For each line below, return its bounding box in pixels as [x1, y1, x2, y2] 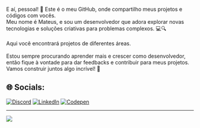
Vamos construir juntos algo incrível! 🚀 [6, 65, 101, 72]
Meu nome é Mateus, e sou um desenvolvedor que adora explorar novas [6, 18, 185, 25]
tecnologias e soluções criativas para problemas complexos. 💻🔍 [6, 25, 167, 32]
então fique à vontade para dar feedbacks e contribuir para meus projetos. [6, 59, 189, 65]
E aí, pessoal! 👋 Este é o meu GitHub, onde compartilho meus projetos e [6, 6, 183, 13]
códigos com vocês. [6, 12, 56, 19]
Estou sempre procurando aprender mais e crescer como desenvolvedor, [6, 52, 186, 60]
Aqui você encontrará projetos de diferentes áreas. [6, 40, 131, 47]
